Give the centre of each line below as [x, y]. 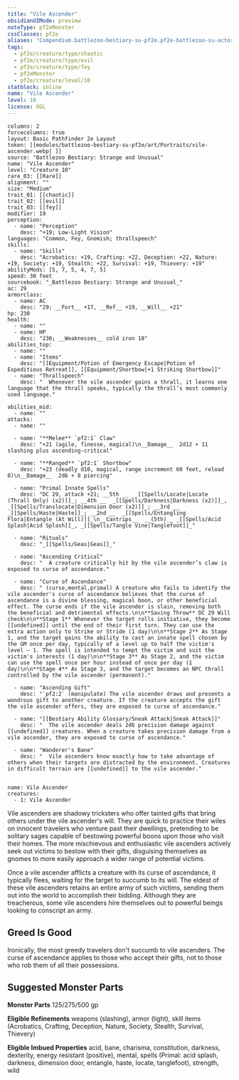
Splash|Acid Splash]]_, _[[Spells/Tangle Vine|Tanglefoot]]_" [101, 525]
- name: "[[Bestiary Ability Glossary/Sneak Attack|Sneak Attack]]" [117, 719]
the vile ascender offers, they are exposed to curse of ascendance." [114, 706]
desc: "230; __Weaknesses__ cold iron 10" [84, 338]
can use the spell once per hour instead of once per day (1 [100, 663]
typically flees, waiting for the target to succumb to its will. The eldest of [113, 880]
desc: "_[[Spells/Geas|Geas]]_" [68, 544]
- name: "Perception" [46, 226]
